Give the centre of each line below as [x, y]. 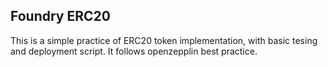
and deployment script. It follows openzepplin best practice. [134, 51]
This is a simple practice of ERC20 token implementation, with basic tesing [164, 40]
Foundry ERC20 [60, 16]
